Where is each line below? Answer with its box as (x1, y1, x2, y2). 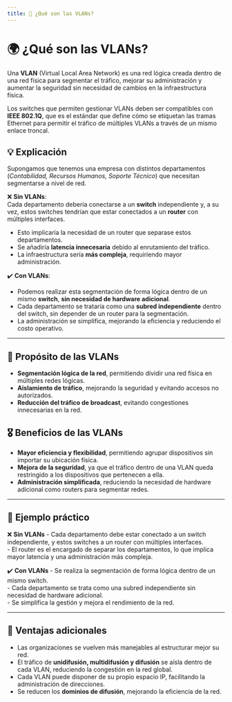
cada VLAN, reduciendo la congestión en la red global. (17, 665, 173, 674)
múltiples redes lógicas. (17, 377, 85, 385)
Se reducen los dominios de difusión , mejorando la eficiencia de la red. (17, 687, 222, 695)
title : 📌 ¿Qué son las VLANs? (7, 10, 95, 17)
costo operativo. (17, 324, 64, 332)
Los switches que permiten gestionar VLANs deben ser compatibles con (7, 104, 213, 113)
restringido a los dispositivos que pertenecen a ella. (17, 471, 164, 479)
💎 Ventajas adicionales (7, 625, 107, 636)
